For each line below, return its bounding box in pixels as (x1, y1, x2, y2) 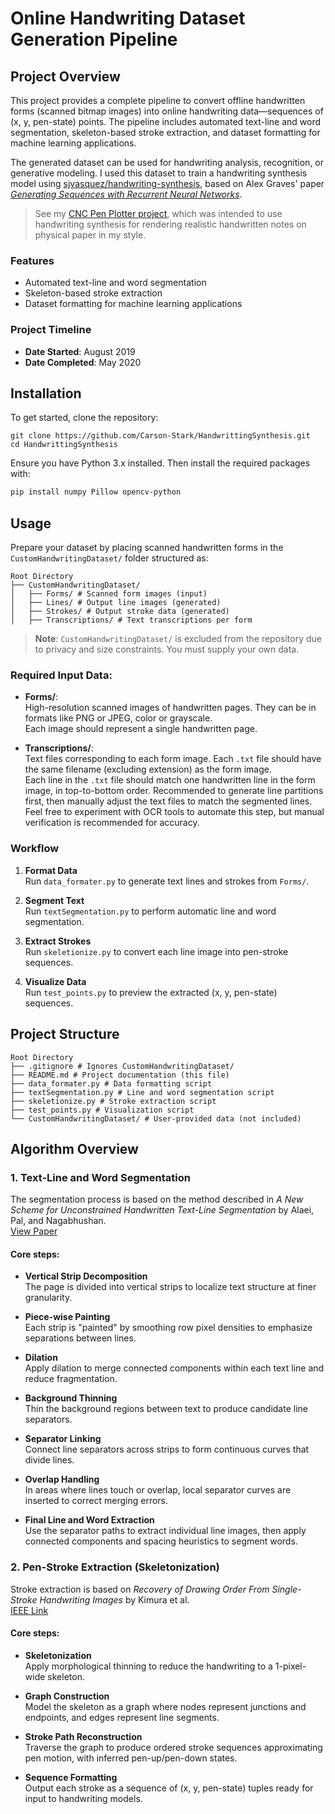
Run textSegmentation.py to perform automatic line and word (24, 905, 277, 917)
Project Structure (10, 1026, 120, 1043)
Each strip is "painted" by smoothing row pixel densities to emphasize (24, 1322, 313, 1334)
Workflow (10, 842, 60, 856)
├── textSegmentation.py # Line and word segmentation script (10, 1087, 275, 1097)
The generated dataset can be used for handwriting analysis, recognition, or (10, 157, 325, 168)
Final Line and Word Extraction (24, 1514, 155, 1526)
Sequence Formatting (24, 1771, 118, 1783)
